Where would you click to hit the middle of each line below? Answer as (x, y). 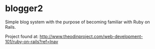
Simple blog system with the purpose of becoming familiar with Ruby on (77, 22)
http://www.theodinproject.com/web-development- (91, 36)
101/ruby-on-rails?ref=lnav (32, 41)
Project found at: (22, 36)
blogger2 (24, 8)
